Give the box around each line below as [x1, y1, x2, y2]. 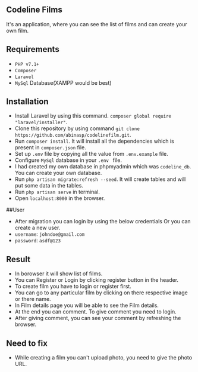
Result [6, 254, 31, 265]
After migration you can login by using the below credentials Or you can [14, 218, 191, 225]
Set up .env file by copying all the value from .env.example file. [14, 150, 168, 158]
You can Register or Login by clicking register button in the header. [14, 276, 179, 284]
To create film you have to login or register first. [14, 283, 132, 290]
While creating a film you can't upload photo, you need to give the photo [14, 354, 192, 361]
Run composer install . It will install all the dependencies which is [14, 137, 174, 145]
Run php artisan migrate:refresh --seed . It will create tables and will [14, 176, 186, 183]
